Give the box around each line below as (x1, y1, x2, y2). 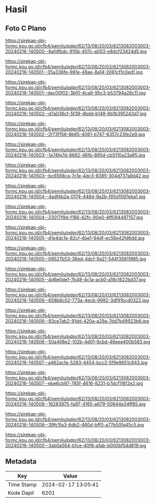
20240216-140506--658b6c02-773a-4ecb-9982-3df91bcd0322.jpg (5, 297, 149, 303)
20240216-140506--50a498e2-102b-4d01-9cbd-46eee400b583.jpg (5, 339, 150, 345)
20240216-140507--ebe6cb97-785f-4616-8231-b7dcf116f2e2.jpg (5, 380, 143, 386)
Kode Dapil (8, 489, 34, 496)
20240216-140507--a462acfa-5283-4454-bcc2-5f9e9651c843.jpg (5, 360, 148, 366)
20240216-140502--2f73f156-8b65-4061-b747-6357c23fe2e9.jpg (5, 131, 145, 137)
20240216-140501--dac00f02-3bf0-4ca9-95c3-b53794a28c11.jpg (5, 90, 146, 95)
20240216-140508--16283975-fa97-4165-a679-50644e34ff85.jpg (5, 401, 146, 407)
